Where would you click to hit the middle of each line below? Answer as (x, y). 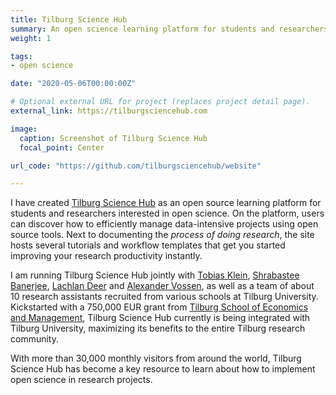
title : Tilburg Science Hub (69, 19)
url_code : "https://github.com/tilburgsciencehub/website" (136, 166)
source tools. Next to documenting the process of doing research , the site (162, 235)
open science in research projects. (81, 380)
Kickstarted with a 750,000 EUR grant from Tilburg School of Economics (159, 307)
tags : (21, 56)
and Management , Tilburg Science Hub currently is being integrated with (160, 318)
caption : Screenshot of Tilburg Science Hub (113, 138)
